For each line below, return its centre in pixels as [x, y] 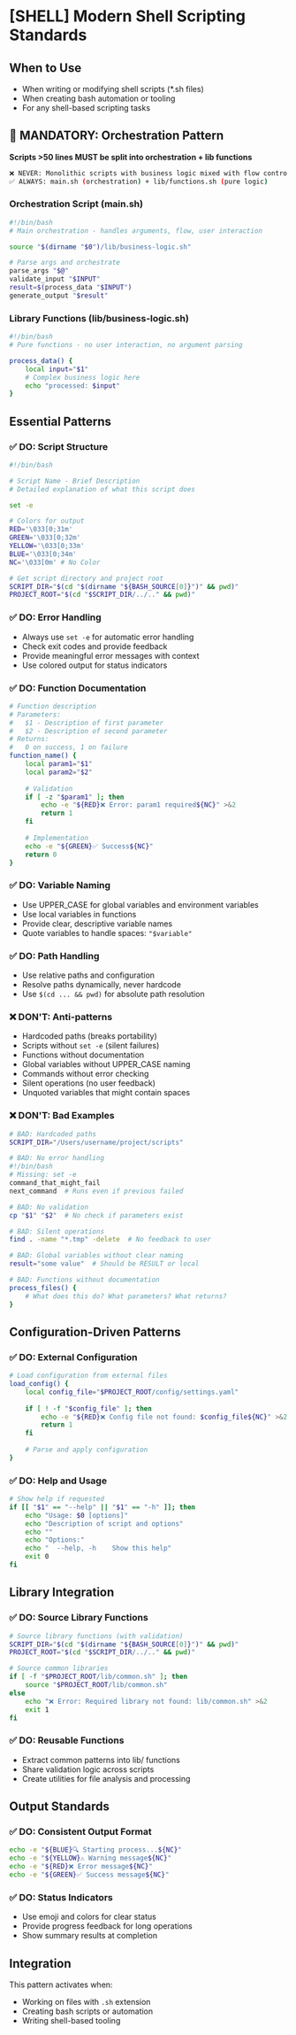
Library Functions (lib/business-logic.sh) [99, 318]
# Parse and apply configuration [87, 1450]
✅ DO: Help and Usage [58, 1481]
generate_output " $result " [59, 295]
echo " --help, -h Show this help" [99, 1548]
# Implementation [57, 838]
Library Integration [62, 1593]
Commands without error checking [85, 1074]
